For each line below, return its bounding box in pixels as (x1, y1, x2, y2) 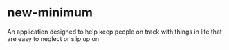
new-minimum (7, 5, 93, 21)
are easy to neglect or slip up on (7, 34, 99, 42)
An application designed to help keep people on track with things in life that (7, 27, 223, 36)
